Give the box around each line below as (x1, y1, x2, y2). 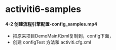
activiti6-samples (5, 3, 82, 15)
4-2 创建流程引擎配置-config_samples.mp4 (5, 21, 98, 27)
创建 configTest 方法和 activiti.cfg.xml (12, 39, 91, 45)
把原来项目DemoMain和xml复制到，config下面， (12, 33, 114, 39)
